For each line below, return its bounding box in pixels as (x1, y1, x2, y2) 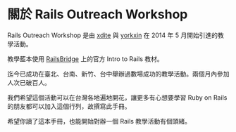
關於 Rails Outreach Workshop (7, 6, 188, 22)
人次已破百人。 (7, 78, 51, 86)
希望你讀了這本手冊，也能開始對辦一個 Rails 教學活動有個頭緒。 (7, 117, 192, 125)
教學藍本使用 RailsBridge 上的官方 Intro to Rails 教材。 (7, 54, 163, 63)
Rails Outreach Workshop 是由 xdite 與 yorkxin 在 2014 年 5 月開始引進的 (7, 31, 218, 39)
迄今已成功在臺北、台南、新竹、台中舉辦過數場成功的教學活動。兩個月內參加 (7, 70, 230, 78)
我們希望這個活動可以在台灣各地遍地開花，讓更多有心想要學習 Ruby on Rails (7, 93, 228, 102)
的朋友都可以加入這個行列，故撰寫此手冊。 (7, 102, 131, 110)
